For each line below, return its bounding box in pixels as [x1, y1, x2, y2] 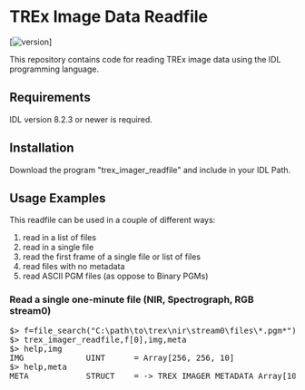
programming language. [9, 63, 100, 74]
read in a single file [22, 242, 94, 253]
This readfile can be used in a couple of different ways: [9, 215, 216, 226]
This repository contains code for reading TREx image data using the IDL [9, 54, 281, 64]
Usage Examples [9, 190, 106, 206]
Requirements [9, 90, 91, 105]
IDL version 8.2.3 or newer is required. [9, 113, 152, 124]
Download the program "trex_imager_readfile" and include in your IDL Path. [9, 164, 291, 175]
